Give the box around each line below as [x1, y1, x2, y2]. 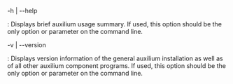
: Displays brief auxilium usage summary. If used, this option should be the [7, 20, 223, 28]
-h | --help [7, 7, 38, 15]
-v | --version [7, 41, 47, 49]
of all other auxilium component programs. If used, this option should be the [7, 62, 226, 69]
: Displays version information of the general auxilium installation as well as [7, 54, 223, 62]
